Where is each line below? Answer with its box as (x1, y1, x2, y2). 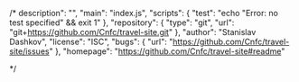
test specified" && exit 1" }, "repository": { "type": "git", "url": (9, 17, 235, 28)
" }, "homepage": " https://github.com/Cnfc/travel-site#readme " (49, 46, 285, 57)
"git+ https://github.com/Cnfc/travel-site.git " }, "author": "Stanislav (9, 27, 257, 37)
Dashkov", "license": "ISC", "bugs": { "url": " (9, 36, 173, 47)
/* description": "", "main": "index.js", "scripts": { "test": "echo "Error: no (9, 8, 278, 18)
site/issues (9, 46, 50, 57)
